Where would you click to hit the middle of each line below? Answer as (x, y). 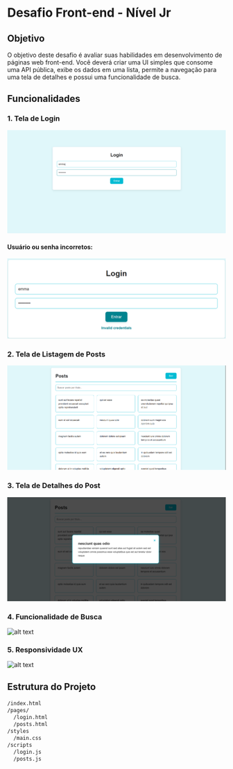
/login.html (31, 718)
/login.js (27, 752)
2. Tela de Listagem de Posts (57, 354)
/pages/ (18, 711)
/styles (18, 732)
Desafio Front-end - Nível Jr (89, 13)
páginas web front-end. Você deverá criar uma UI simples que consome (110, 62)
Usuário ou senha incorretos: (50, 247)
